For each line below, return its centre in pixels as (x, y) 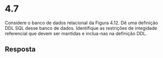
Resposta (20, 49)
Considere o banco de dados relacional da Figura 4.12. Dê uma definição (81, 23)
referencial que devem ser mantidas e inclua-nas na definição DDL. (76, 33)
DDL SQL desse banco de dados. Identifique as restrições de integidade (81, 28)
